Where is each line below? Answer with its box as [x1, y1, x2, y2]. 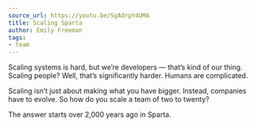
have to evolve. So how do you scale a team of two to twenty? [8, 95, 210, 104]
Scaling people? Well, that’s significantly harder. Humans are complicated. [8, 71, 248, 80]
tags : [8, 33, 26, 42]
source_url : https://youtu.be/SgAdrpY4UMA [8, 11, 150, 20]
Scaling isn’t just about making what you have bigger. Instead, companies [8, 86, 247, 95]
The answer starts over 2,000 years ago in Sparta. [8, 110, 172, 119]
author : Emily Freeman [8, 26, 83, 34]
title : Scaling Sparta [8, 19, 83, 27]
